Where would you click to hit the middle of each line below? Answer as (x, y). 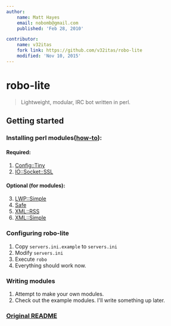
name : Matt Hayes (38, 17)
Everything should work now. (50, 265)
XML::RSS (27, 211)
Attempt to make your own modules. (59, 294)
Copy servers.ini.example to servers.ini (66, 246)
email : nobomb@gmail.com (48, 23)
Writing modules (31, 281)
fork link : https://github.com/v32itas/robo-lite (80, 51)
